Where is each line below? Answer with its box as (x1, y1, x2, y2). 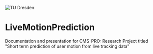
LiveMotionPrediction (5, 22, 95, 33)
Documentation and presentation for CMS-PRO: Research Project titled (5, 38, 149, 44)
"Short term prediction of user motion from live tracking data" (5, 43, 129, 49)
